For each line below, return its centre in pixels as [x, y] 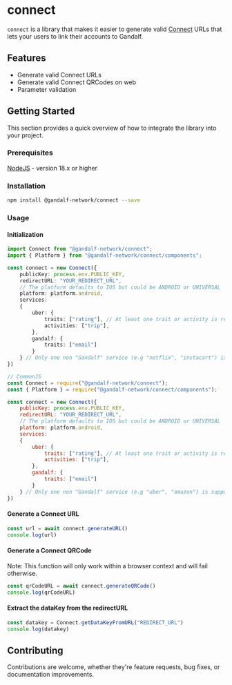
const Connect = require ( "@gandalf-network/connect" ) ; [88, 383]
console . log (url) [32, 535]
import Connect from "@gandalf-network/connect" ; [80, 249]
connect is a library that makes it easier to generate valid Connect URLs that [115, 29]
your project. [25, 135]
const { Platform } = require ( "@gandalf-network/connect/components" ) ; [112, 389]
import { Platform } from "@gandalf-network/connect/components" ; [105, 255]
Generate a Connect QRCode [49, 550]
